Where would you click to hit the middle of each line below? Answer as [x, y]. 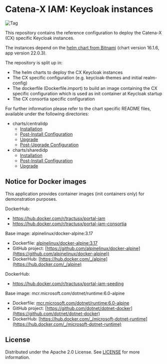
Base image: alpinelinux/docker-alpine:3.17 [49, 233]
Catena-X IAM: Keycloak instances [79, 9]
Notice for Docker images [46, 182]
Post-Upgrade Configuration [49, 145]
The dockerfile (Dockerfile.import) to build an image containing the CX [85, 88]
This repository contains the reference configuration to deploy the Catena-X [83, 32]
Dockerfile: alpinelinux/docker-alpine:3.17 [55, 243]
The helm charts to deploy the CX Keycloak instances [67, 72]
